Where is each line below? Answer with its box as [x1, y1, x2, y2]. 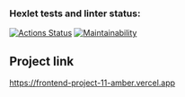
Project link [9, 53, 75, 69]
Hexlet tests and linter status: [9, 7, 141, 20]
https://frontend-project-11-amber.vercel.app [9, 77, 176, 88]
